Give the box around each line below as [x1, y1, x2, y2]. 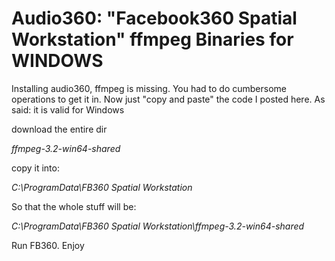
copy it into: [11, 162, 60, 174]
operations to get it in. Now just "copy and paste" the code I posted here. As [11, 93, 326, 105]
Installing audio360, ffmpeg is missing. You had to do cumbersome [11, 82, 288, 94]
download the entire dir [11, 123, 108, 135]
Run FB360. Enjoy [11, 239, 85, 251]
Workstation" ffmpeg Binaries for [11, 28, 294, 51]
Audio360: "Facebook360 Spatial [11, 7, 298, 30]
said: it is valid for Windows [11, 103, 125, 116]
